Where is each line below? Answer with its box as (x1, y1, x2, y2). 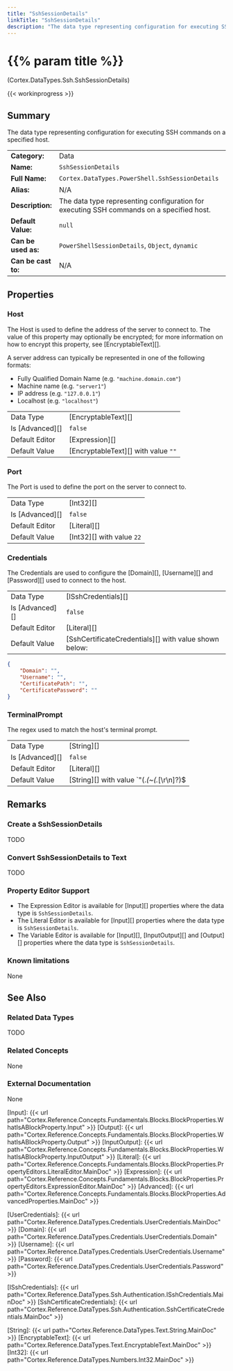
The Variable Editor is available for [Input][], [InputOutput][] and (17, 931, 199, 939)
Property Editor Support (7, 886, 90, 895)
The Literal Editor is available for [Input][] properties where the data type (17, 916, 225, 925)
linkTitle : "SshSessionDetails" (7, 17, 101, 24)
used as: (10, 245, 40, 254)
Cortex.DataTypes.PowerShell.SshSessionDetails (58, 175, 219, 183)
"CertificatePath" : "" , (19, 681, 89, 688)
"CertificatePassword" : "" (19, 686, 98, 694)
